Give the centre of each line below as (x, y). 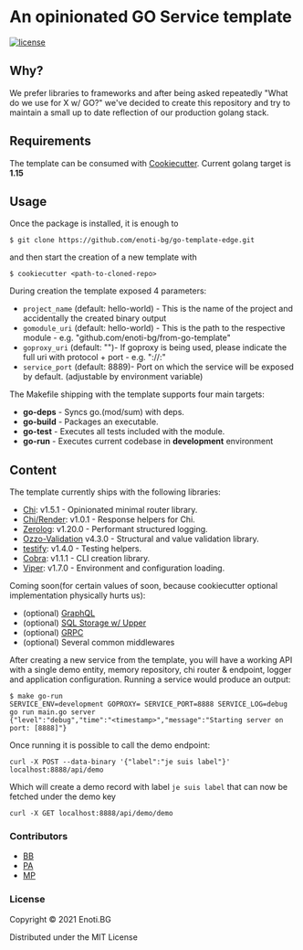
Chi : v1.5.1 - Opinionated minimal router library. (110, 510)
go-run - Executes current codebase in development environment (148, 442)
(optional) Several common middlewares (99, 643)
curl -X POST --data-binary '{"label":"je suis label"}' (120, 762)
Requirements (50, 141)
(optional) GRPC (53, 633)
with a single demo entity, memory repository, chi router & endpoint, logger (151, 670)
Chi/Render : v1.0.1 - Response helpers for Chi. (109, 519)
